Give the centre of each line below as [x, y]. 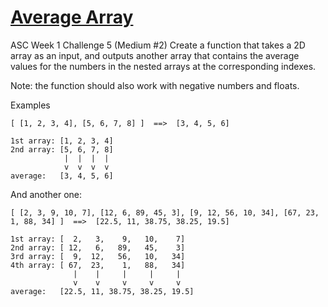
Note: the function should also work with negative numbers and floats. [155, 85]
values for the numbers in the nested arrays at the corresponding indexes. [163, 66]
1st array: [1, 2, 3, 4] [62, 141]
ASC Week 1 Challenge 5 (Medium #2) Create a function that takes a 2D [158, 45]
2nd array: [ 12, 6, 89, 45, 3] [98, 247]
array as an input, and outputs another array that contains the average [155, 55]
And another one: [46, 194]
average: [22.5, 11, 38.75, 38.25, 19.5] [102, 291]
